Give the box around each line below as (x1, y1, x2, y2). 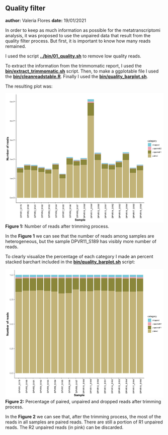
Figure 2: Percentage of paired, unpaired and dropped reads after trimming (5, 399, 161, 405)
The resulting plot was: (5, 83, 53, 89)
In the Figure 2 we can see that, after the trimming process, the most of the (5, 414, 161, 420)
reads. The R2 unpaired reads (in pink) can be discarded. (5, 424, 124, 430)
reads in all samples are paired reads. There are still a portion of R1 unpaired (5, 419, 163, 425)
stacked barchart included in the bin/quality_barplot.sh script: (5, 259, 135, 265)
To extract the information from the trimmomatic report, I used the (5, 62, 142, 68)
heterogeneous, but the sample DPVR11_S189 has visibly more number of (5, 238, 157, 244)
